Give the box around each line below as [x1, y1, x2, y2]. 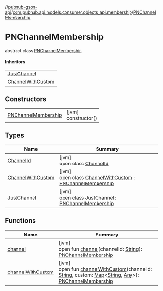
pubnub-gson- [8, 4, 38, 10]
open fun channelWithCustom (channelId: [58, 265, 152, 272]
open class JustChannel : [59, 194, 117, 201]
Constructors [5, 95, 47, 103]
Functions [5, 217, 36, 225]
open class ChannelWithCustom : [59, 174, 135, 181]
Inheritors [5, 58, 26, 65]
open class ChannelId [59, 160, 109, 167]
